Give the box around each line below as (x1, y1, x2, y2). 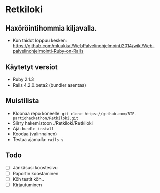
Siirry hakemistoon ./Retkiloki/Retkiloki (12, 120, 93, 126)
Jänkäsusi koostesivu (12, 164, 58, 171)
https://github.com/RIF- (84, 111, 137, 116)
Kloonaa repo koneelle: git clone (12, 110, 83, 116)
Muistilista (5, 97, 39, 105)
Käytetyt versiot (5, 63, 58, 72)
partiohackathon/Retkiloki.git (12, 116, 79, 121)
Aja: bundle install (12, 125, 54, 131)
